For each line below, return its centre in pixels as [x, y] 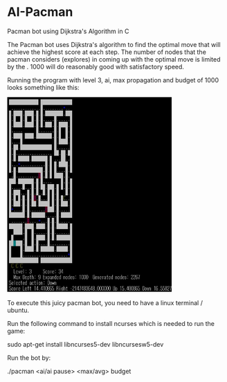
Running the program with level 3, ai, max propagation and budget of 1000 [113, 80]
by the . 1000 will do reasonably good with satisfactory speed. [96, 66]
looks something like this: [43, 87]
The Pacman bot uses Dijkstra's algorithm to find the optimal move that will [114, 44]
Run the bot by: [29, 358]
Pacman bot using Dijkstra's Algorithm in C [68, 31]
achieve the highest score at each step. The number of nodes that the [107, 52]
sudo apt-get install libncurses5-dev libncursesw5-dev [85, 344]
